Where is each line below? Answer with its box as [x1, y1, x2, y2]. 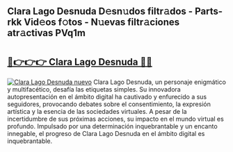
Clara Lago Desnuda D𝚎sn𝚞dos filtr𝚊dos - [7, 6, 193, 17]
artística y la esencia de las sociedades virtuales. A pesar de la [7, 108, 187, 115]
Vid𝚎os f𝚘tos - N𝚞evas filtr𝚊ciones [24, 17, 180, 28]
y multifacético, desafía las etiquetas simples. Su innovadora [7, 85, 181, 93]
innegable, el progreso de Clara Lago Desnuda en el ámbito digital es [7, 130, 205, 137]
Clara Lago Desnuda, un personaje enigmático [93, 78, 226, 86]
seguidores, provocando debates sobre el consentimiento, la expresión [7, 100, 211, 108]
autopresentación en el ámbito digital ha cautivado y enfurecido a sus [7, 93, 207, 101]
